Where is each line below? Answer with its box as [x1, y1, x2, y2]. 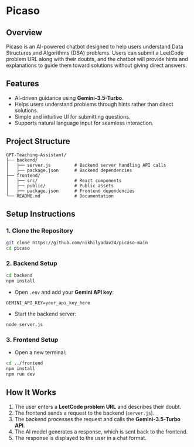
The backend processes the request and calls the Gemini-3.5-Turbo [14, 415, 181, 422]
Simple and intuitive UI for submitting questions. [14, 113, 131, 120]
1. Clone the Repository [6, 226, 73, 234]
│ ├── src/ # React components [6, 177, 122, 183]
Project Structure [6, 136, 70, 146]
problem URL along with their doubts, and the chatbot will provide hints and [6, 56, 189, 62]
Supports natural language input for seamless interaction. [14, 119, 154, 126]
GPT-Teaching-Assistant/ [6, 152, 67, 158]
